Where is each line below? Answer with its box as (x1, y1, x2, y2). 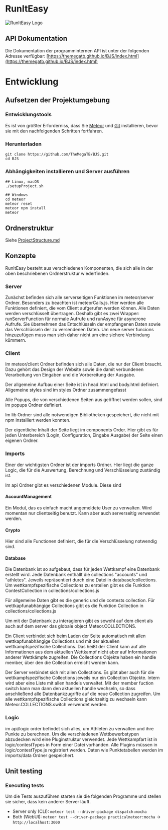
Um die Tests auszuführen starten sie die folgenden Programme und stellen (5, 793, 161, 799)
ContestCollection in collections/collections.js (5, 587, 99, 594)
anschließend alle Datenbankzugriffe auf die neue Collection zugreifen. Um (5, 691, 160, 697)
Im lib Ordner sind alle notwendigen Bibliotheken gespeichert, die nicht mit (5, 412, 159, 418)
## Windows (5, 192, 28, 198)
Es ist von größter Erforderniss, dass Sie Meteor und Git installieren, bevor (5, 122, 158, 128)
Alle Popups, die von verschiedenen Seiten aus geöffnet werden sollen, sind (5, 397, 163, 403)
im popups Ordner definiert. (5, 402, 63, 408)
